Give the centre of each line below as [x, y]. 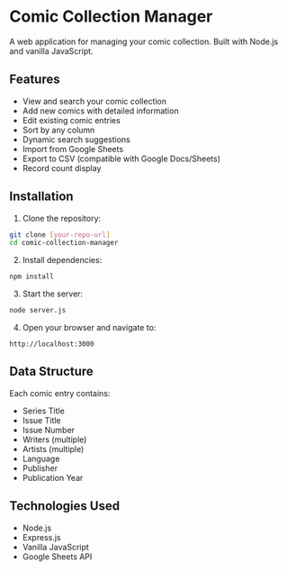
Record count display [62, 168]
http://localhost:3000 [52, 344]
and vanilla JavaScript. [51, 50]
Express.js [41, 537]
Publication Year [53, 477]
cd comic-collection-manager [64, 243]
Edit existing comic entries [72, 120]
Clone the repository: [62, 218]
